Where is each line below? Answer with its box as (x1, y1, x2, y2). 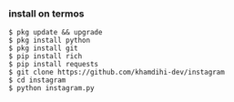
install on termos (8, 7, 85, 20)
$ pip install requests (8, 60, 99, 69)
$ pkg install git (8, 44, 78, 53)
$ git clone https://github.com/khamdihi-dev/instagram (8, 67, 225, 77)
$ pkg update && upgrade (8, 28, 103, 37)
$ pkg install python (8, 36, 91, 46)
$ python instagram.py (8, 84, 95, 93)
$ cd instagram (8, 76, 66, 85)
